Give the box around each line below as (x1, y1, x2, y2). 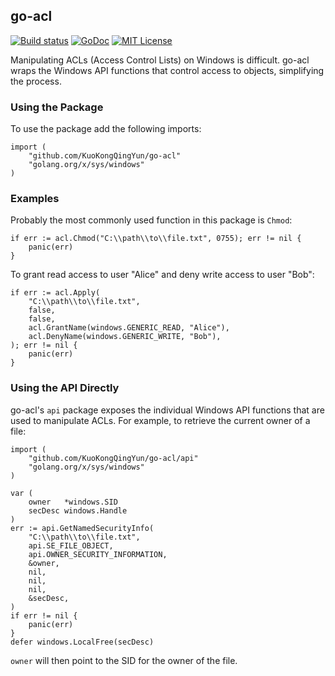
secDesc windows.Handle (28, 505, 128, 516)
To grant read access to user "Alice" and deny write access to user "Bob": (10, 269, 315, 281)
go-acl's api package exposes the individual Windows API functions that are (10, 404, 325, 416)
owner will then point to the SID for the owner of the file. (10, 654, 238, 666)
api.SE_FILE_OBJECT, (28, 540, 114, 551)
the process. (10, 75, 62, 87)
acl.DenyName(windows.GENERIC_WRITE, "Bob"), (28, 332, 222, 342)
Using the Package (10, 100, 104, 114)
